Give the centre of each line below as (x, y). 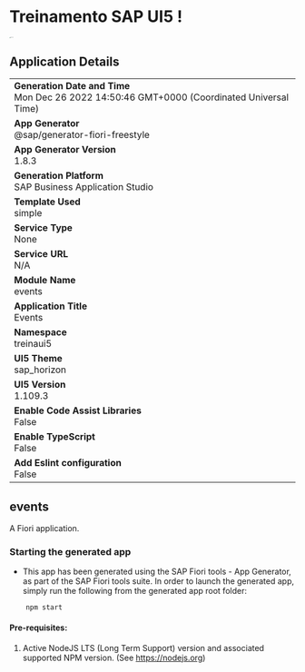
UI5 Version (40, 385)
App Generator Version (65, 150)
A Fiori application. (44, 529)
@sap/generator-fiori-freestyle (82, 135)
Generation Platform (59, 176)
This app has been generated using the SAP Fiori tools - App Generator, (157, 572)
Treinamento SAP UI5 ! (96, 17)
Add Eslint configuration (68, 463)
